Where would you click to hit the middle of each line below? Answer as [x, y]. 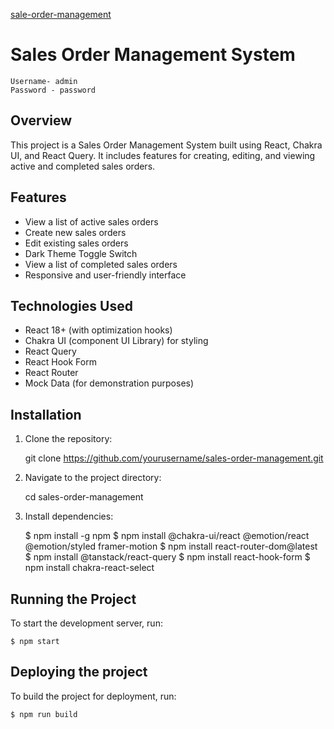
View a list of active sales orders [91, 221]
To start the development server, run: [86, 623]
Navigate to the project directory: [93, 478]
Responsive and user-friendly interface [105, 275]
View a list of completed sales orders [101, 264]
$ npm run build [44, 714]
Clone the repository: [68, 439]
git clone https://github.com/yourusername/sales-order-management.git [174, 458]
